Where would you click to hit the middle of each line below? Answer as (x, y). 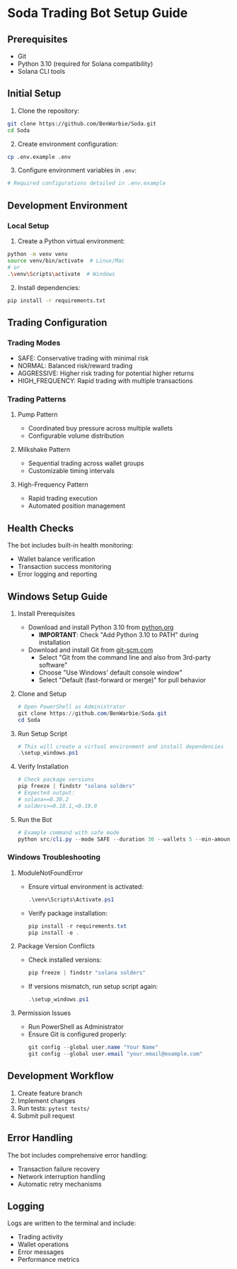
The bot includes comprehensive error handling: (77, 1155)
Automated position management (77, 506)
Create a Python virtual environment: (71, 241)
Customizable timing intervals (71, 471)
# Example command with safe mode (68, 832)
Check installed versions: (65, 960)
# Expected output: (46, 793)
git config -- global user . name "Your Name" (93, 1048)
